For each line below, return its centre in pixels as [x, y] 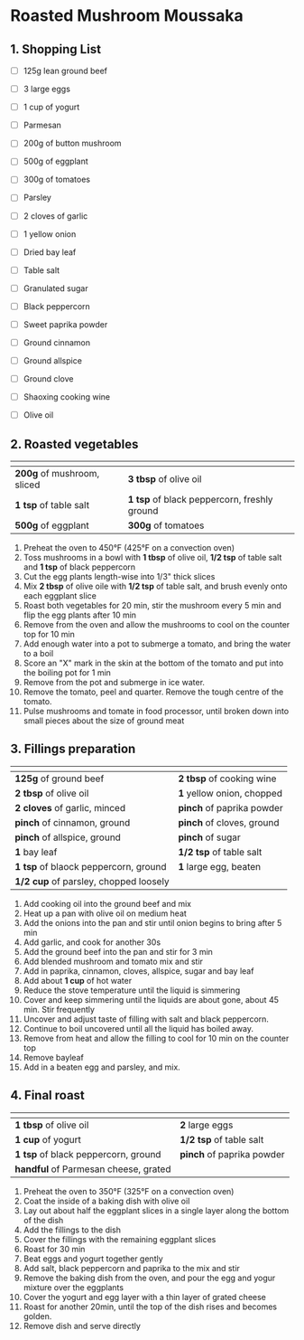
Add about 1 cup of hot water [78, 980]
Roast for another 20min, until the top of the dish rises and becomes [150, 1307]
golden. [37, 1316]
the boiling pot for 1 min [67, 673]
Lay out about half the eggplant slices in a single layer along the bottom [156, 1210]
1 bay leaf [36, 852]
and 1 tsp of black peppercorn [79, 567]
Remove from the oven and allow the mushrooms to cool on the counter [157, 625]
